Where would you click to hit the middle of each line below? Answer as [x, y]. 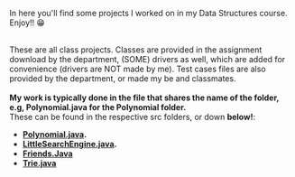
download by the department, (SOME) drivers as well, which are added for [147, 59]
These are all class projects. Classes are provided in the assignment [136, 50]
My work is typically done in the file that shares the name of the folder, [144, 98]
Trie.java [39, 163]
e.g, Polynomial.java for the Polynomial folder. [98, 107]
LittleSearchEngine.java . [69, 144]
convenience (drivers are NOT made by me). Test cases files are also [138, 69]
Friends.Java [48, 154]
